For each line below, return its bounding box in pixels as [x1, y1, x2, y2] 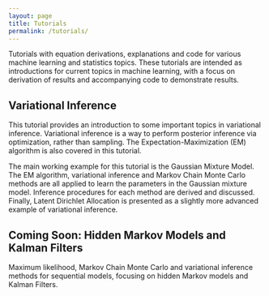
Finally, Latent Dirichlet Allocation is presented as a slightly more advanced [8, 196, 259, 206]
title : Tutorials [8, 19, 67, 28]
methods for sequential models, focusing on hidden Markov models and [8, 271, 249, 281]
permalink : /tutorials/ [8, 27, 89, 35]
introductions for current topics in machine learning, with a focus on [8, 66, 235, 76]
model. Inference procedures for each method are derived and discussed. [8, 187, 255, 197]
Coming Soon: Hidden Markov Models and [8, 228, 227, 242]
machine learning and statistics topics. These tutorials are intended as [8, 58, 243, 67]
